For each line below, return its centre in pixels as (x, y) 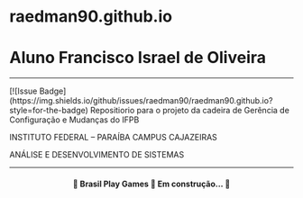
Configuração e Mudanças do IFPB (74, 120)
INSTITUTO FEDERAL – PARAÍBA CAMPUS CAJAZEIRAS (114, 138)
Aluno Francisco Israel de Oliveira (138, 58)
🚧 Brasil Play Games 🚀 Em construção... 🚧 (151, 184)
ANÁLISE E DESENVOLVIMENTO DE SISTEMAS (97, 155)
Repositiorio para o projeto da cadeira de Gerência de (190, 111)
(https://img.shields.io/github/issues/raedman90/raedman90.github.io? (141, 101)
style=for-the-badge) (49, 111)
